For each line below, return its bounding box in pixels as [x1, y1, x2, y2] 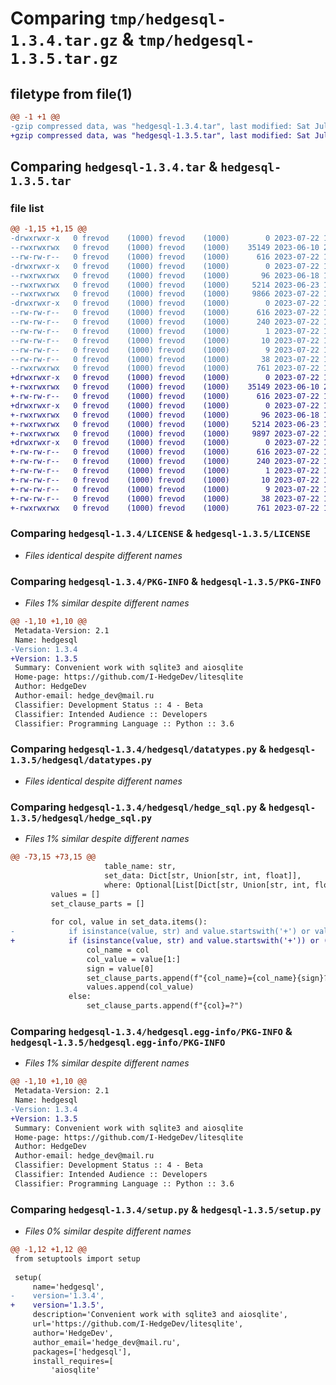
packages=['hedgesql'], [32, 1347, 132, 1357]
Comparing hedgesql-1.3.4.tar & [10, 158, 218, 176]
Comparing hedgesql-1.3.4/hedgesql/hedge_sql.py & [10, 800, 267, 814]
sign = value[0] [86, 963, 155, 974]
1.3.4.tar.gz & [10, 28, 135, 51]
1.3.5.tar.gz [10, 50, 118, 69]
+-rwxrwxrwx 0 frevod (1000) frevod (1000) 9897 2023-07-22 [10, 428, 320, 439]
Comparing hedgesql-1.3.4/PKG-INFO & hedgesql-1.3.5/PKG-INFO [10, 574, 322, 588]
